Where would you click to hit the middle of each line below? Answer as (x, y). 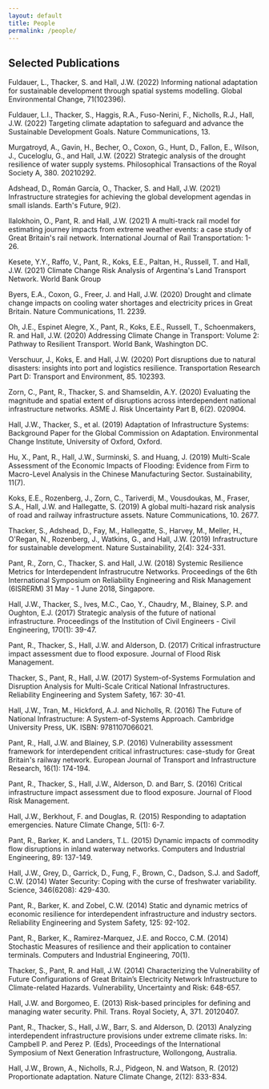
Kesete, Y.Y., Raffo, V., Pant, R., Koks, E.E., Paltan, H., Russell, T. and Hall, (129, 262)
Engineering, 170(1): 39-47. (53, 630)
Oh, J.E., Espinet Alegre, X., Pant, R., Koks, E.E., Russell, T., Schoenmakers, (132, 327)
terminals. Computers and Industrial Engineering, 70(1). (99, 955)
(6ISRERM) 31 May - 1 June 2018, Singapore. (82, 589)
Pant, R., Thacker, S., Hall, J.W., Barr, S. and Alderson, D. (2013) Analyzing (130, 1027)
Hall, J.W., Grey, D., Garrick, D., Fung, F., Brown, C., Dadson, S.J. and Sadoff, (134, 873)
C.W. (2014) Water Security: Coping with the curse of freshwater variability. (132, 882)
